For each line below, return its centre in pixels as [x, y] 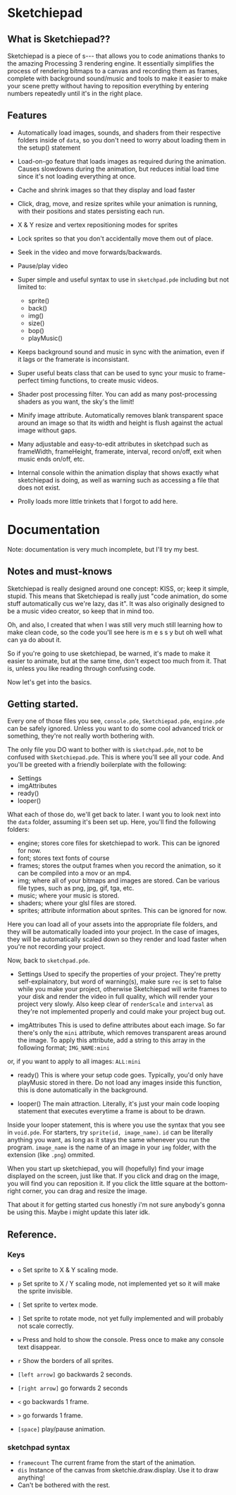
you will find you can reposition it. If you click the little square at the [105, 1184]
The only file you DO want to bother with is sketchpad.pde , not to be [105, 750]
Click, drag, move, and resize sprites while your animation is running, [118, 203]
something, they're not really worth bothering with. [81, 736]
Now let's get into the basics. [50, 682]
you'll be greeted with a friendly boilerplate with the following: [97, 765]
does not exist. [39, 488]
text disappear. [39, 1347]
